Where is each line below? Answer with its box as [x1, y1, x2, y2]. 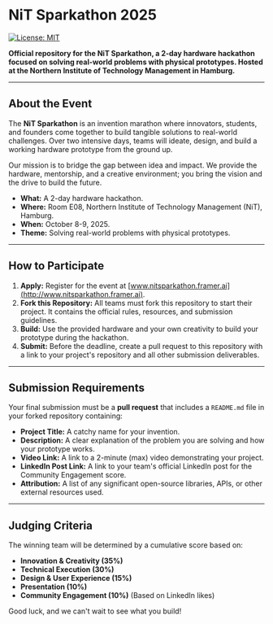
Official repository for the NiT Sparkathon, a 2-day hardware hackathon [8, 48, 256, 58]
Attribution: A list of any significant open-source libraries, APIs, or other [19, 478, 262, 489]
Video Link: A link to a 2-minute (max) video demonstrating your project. [19, 453, 264, 463]
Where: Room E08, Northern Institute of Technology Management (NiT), [19, 202, 262, 212]
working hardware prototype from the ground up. [8, 144, 173, 154]
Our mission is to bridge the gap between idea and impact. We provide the [8, 160, 258, 170]
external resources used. [19, 487, 104, 497]
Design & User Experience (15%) [19, 574, 132, 583]
